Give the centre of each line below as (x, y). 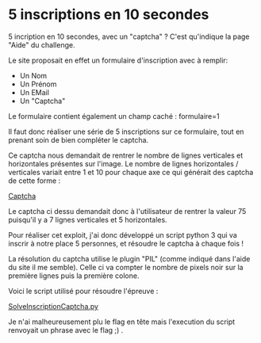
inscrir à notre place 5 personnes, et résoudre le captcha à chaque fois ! (126, 243)
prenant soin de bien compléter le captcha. (79, 139)
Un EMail (35, 92)
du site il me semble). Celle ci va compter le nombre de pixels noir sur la (126, 267)
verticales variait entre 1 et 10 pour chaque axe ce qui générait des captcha (131, 172)
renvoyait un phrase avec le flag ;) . (66, 330)
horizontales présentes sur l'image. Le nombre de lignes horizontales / (123, 163)
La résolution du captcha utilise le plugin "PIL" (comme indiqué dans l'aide (129, 258)
